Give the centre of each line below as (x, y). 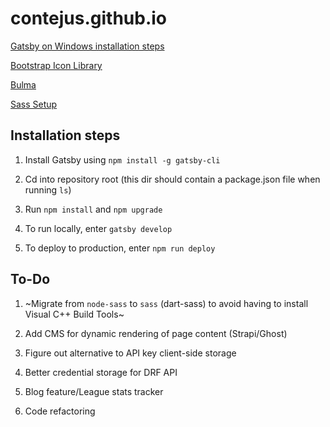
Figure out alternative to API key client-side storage (130, 353)
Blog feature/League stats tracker (94, 391)
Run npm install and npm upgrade (93, 209)
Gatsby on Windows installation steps (87, 46)
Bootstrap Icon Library (56, 65)
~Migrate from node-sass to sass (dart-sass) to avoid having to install (166, 303)
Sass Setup (34, 104)
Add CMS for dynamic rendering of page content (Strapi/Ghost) (156, 333)
